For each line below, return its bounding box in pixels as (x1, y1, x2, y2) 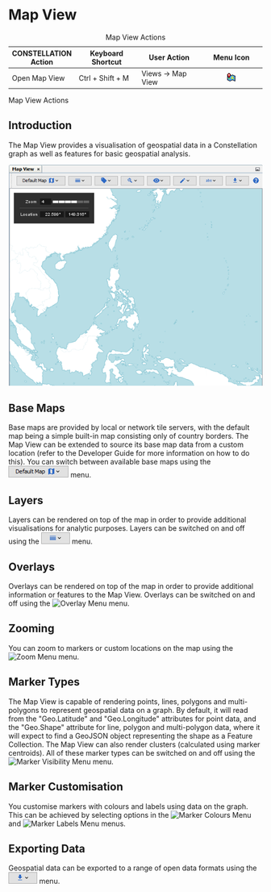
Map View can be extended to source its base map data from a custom (8, 440, 244, 449)
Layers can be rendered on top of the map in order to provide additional (8, 515, 247, 525)
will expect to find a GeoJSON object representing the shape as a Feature (8, 731, 253, 740)
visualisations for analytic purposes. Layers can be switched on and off (8, 523, 245, 533)
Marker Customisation (8, 780, 123, 794)
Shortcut (91, 56, 123, 66)
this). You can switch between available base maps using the (8, 457, 211, 467)
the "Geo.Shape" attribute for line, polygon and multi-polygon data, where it (8, 722, 261, 732)
